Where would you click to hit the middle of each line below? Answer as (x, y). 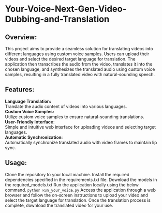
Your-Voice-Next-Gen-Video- (66, 9)
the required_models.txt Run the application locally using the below (72, 184)
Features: (20, 90)
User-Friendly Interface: (30, 122)
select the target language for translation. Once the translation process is (78, 200)
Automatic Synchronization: (34, 137)
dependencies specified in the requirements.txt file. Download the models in (81, 180)
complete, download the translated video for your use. (59, 205)
